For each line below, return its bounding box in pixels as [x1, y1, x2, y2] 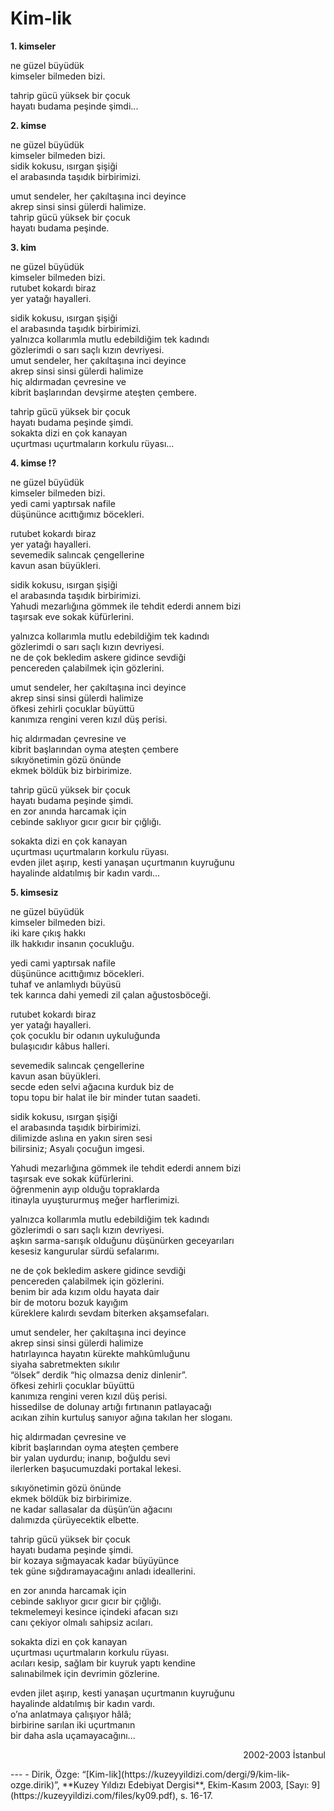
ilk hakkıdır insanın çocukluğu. [10, 937, 135, 949]
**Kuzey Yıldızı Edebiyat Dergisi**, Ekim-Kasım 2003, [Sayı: [61, 1778, 310, 1791]
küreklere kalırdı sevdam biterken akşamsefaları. [10, 1307, 210, 1319]
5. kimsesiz [10, 886, 59, 898]
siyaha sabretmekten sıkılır [10, 1358, 120, 1370]
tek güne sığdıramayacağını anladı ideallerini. [10, 1565, 196, 1577]
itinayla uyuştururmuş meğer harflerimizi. [10, 1193, 180, 1206]
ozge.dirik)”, [10, 1778, 60, 1791]
